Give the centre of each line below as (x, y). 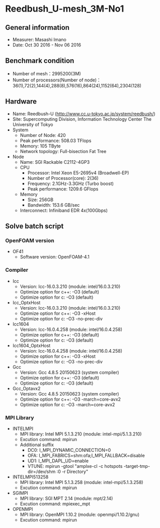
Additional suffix (37, 445)
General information (37, 28)
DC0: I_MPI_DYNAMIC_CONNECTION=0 (69, 450)
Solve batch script (34, 226)
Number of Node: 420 (43, 135)
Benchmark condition (40, 61)
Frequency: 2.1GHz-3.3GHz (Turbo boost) (71, 183)
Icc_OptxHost (26, 302)
